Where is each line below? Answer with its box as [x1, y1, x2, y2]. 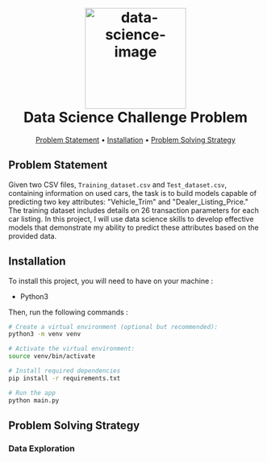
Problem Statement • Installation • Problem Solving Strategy [35, 135, 236, 144]
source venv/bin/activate [8, 352, 95, 360]
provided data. [8, 231, 57, 240]
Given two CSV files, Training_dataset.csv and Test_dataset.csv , [8, 180, 227, 189]
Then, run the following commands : [8, 307, 129, 317]
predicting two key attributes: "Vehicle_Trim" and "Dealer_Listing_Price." [8, 197, 248, 206]
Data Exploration [8, 443, 75, 454]
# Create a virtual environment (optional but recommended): [8, 323, 219, 331]
